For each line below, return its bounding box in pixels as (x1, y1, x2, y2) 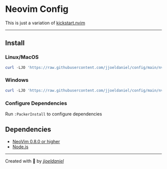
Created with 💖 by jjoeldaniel (5, 158, 64, 164)
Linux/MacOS (5, 54, 39, 60)
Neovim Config (5, 3, 69, 15)
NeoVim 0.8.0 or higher (12, 138, 60, 144)
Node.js (12, 144, 29, 150)
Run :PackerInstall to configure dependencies (5, 111, 102, 117)
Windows (5, 77, 29, 84)
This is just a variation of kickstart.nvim (5, 20, 85, 26)
